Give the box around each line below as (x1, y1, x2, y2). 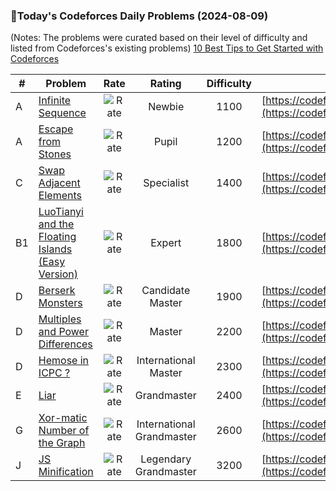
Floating (38, 230, 77, 244)
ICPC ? (38, 366, 71, 380)
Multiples (38, 312, 82, 326)
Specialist (143, 176, 190, 190)
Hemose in (38, 354, 90, 368)
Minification (38, 465, 94, 479)
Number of (38, 424, 90, 438)
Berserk (38, 284, 76, 298)
